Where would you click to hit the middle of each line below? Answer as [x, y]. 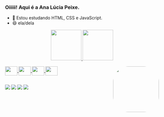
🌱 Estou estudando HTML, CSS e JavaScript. [57, 18]
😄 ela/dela [23, 23]
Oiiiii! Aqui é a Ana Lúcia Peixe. [42, 7]
